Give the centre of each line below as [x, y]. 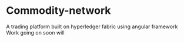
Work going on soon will [35, 32]
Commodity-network [58, 11]
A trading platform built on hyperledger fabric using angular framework [92, 26]
